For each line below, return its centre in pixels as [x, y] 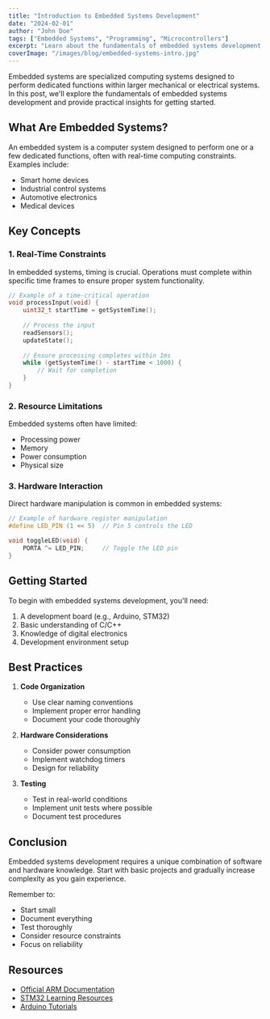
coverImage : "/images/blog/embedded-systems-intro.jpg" [104, 53]
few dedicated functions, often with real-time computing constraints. [123, 155]
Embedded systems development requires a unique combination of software [135, 861]
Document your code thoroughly [86, 720]
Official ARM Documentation [67, 989]
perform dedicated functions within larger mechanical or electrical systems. [134, 85]
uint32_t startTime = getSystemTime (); [90, 311]
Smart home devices [54, 180]
